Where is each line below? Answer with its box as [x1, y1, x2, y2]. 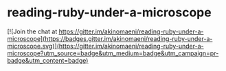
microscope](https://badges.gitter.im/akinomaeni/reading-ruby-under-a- [7, 34, 213, 42]
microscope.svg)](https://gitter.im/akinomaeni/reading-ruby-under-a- [7, 42, 204, 50]
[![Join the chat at [7, 27, 58, 35]
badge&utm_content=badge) [7, 56, 89, 64]
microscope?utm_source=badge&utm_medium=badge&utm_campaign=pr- [7, 49, 219, 57]
